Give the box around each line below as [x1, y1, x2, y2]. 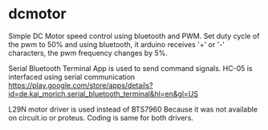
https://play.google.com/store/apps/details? [8, 81, 154, 90]
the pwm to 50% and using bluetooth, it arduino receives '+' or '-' [8, 39, 225, 49]
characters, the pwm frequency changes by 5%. [8, 48, 169, 57]
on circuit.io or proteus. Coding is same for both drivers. [8, 112, 194, 122]
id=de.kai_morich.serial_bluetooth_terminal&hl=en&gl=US [8, 89, 199, 98]
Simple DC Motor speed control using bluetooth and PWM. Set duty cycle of [8, 31, 260, 41]
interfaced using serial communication [8, 72, 136, 81]
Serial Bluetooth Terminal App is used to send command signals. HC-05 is [8, 63, 253, 73]
